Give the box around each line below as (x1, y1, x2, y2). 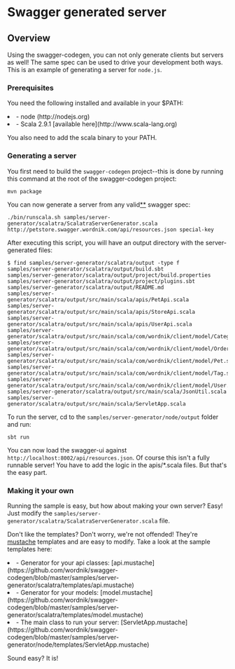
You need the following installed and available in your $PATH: (7, 99, 184, 107)
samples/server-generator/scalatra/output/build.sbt (7, 265, 164, 273)
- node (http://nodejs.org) (16, 113, 90, 121)
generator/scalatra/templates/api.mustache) (7, 581, 134, 589)
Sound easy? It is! (7, 654, 59, 662)
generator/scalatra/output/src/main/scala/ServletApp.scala (7, 400, 187, 407)
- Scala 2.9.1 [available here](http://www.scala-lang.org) (16, 120, 178, 128)
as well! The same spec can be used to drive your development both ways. (7, 58, 223, 67)
